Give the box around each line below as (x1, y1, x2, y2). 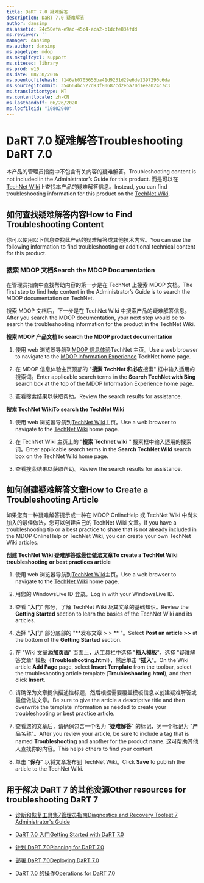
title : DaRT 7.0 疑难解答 (6, 9, 69, 15)
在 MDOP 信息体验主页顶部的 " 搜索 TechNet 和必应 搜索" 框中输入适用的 (15, 365, 195, 372)
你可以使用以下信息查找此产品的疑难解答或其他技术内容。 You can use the (6, 236, 191, 244)
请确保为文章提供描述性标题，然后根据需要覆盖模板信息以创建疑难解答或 (15, 689, 197, 696)
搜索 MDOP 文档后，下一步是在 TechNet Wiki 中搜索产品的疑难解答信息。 (6, 307, 191, 314)
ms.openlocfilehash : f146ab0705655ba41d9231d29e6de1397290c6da (6, 77, 171, 83)
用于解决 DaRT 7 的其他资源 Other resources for (6, 784, 186, 794)
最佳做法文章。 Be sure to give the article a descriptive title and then (15, 697, 186, 704)
